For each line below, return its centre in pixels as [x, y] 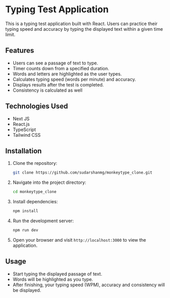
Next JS [21, 118]
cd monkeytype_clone [34, 192]
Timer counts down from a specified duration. [61, 68]
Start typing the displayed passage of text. [57, 274]
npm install [25, 211]
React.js [21, 124]
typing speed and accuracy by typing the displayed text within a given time [84, 29]
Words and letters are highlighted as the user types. [67, 74]
